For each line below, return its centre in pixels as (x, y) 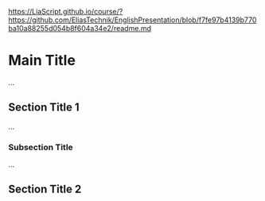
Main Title (42, 61)
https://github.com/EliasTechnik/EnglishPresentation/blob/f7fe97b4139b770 (132, 20)
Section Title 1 (44, 108)
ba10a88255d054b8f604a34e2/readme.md (80, 28)
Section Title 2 (45, 189)
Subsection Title (41, 147)
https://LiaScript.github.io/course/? (66, 12)
